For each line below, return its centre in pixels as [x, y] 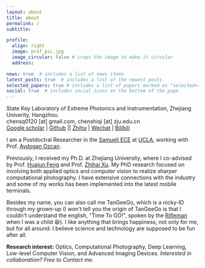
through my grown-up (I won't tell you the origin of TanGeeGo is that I [94, 209]
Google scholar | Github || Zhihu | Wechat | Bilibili [68, 128]
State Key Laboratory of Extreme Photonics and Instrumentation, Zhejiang [99, 108]
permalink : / [23, 23]
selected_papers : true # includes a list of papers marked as [87, 85]
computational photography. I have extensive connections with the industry [101, 177]
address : [23, 63]
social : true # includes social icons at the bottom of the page [92, 91]
